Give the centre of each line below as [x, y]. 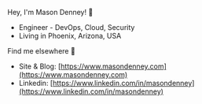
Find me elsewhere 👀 [41, 51]
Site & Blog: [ [40, 66]
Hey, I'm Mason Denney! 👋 [50, 12]
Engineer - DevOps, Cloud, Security [77, 27]
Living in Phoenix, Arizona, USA [70, 36]
